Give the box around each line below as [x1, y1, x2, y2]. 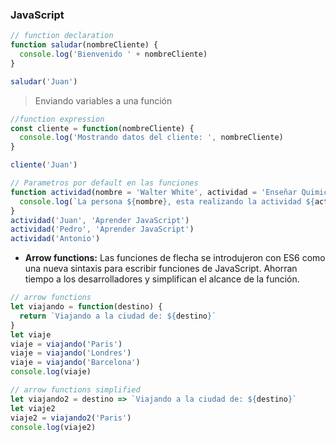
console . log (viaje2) [10, 422, 97, 432]
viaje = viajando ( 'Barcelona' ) [10, 358, 141, 368]
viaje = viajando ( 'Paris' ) [10, 339, 123, 349]
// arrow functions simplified [10, 385, 141, 395]
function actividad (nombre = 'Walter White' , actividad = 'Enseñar [10, 187, 298, 197]
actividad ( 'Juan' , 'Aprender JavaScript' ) [10, 215, 190, 225]
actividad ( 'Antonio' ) [10, 234, 101, 244]
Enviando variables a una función [34, 94, 173, 107]
